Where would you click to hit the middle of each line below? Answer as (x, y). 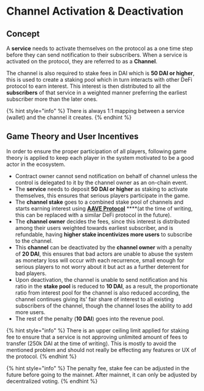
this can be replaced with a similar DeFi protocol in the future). (93, 215)
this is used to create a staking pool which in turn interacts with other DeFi (100, 80)
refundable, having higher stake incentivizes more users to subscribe (104, 234)
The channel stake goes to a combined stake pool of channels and (99, 202)
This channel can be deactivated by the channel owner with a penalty (104, 247)
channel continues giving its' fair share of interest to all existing (94, 299)
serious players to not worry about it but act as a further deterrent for (102, 267)
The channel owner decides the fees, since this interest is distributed (102, 221)
